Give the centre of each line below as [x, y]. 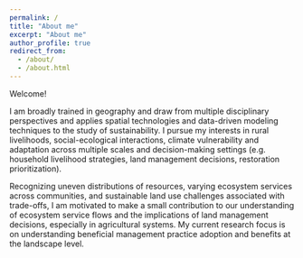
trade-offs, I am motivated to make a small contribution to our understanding [152, 205]
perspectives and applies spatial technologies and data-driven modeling [144, 120]
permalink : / [34, 18]
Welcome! [28, 93]
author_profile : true [50, 43]
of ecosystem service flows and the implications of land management [139, 215]
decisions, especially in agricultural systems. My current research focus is [147, 224]
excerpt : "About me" [48, 34]
